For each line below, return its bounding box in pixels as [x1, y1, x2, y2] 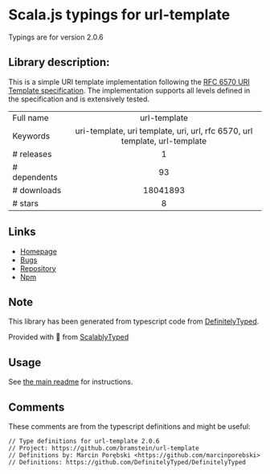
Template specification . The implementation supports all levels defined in [8, 85, 251, 95]
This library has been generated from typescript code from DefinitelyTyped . [8, 316, 260, 327]
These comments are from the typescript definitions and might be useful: [8, 422, 251, 431]
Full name [12, 112, 50, 123]
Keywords [12, 130, 51, 142]
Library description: [8, 56, 110, 69]
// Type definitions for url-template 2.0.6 [8, 437, 160, 445]
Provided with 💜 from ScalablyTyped [8, 332, 129, 342]
